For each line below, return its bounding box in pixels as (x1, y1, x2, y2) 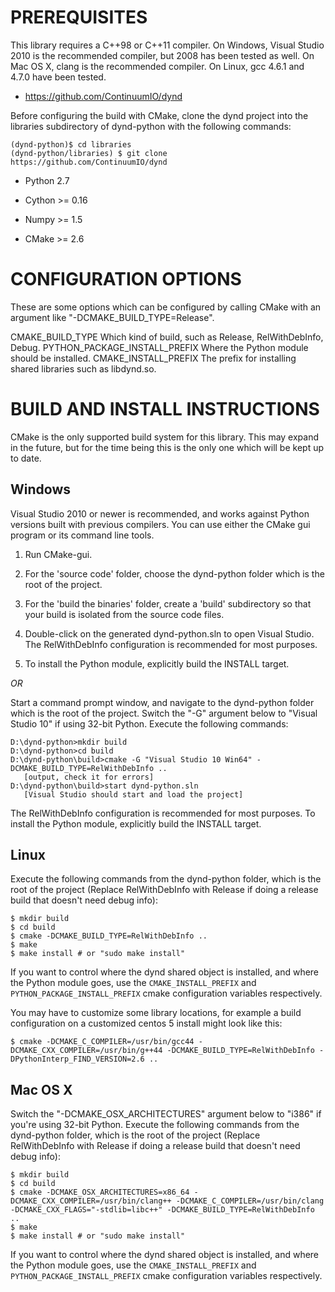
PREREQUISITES (10, 6, 148, 29)
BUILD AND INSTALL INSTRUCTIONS (10, 398, 320, 421)
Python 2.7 (24, 174, 70, 186)
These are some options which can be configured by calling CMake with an (10, 301, 322, 313)
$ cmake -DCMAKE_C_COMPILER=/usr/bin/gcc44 (10, 1037, 195, 1047)
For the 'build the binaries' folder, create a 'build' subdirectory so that (24, 597, 312, 610)
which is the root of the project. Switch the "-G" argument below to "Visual (10, 707, 318, 719)
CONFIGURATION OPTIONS (10, 268, 242, 291)
